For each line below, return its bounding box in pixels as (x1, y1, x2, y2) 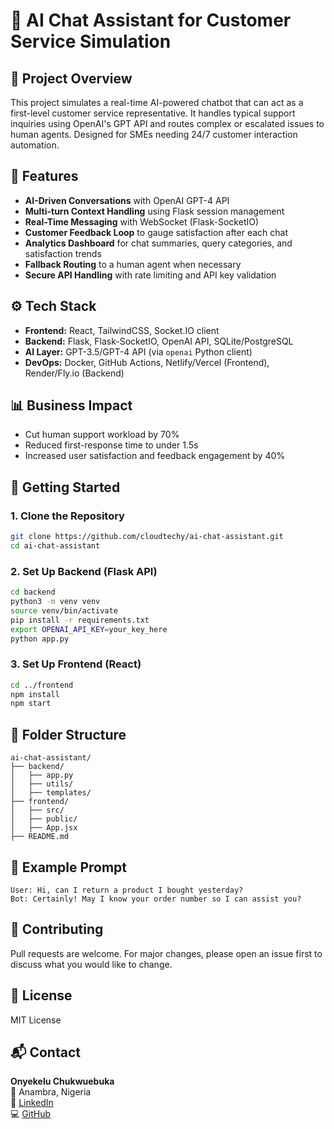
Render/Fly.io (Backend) (24, 367, 125, 379)
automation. (10, 139, 60, 151)
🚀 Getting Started (10, 479, 121, 496)
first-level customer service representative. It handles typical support (10, 107, 296, 119)
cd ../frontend (10, 680, 74, 690)
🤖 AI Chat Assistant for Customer (10, 9, 292, 32)
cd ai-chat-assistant (10, 541, 101, 551)
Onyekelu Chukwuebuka (10, 1075, 115, 1088)
